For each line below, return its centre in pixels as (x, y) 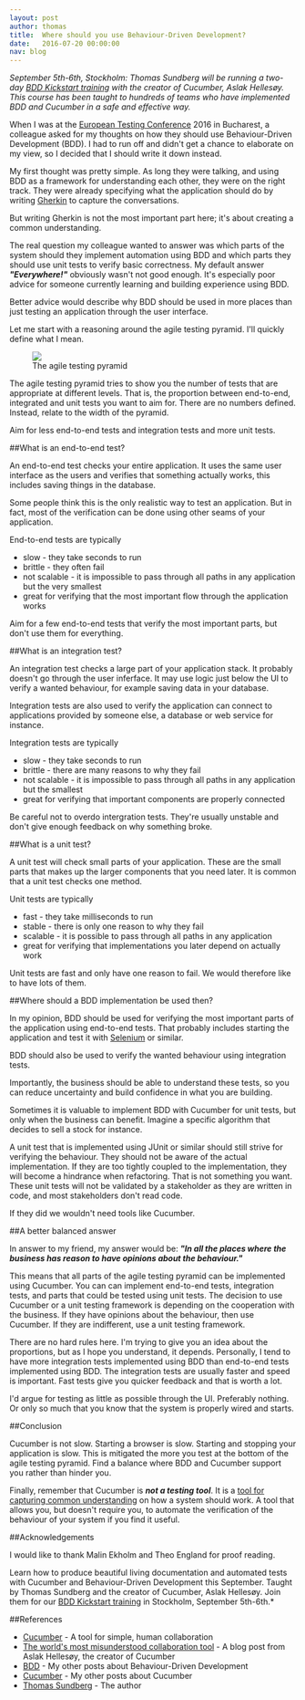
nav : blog (28, 52)
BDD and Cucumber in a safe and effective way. (100, 107)
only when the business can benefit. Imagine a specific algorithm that (140, 1120)
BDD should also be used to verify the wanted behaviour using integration (148, 1056)
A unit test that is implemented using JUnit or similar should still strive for (147, 1147)
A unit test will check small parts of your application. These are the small (145, 862)
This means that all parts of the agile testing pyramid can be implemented (147, 1276)
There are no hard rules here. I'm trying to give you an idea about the (139, 1342)
